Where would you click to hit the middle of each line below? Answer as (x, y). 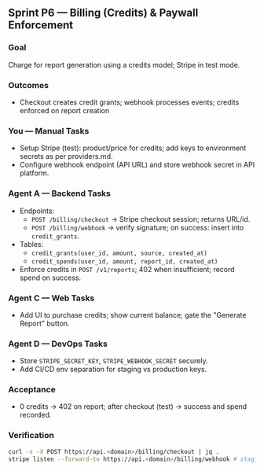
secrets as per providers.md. (66, 156)
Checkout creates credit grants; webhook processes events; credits (129, 102)
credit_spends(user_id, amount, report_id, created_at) (125, 261)
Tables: (31, 244)
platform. (34, 173)
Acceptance (32, 390)
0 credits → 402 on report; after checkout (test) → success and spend (133, 407)
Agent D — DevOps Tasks (58, 344)
